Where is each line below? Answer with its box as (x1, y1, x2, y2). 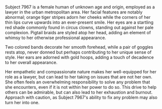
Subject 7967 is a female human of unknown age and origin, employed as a (5, 4, 155, 10)
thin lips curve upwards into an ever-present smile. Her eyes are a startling (5, 19, 154, 25)
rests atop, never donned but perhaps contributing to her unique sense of (5, 49, 152, 55)
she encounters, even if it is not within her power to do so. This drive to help (5, 84, 157, 90)
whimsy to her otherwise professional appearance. (5, 35, 106, 41)
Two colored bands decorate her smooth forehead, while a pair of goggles (5, 44, 153, 50)
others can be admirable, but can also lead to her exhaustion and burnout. (5, 89, 153, 95)
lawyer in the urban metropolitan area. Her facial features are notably (5, 9, 143, 15)
